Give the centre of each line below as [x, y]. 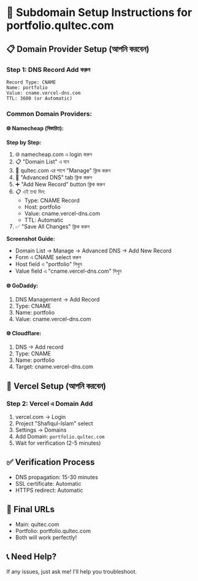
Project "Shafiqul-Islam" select [54, 424]
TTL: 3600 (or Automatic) [39, 98]
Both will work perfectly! [46, 537]
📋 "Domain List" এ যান [42, 162]
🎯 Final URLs [31, 509]
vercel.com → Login [40, 417]
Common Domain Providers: [49, 114]
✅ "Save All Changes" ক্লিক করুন [52, 226]
